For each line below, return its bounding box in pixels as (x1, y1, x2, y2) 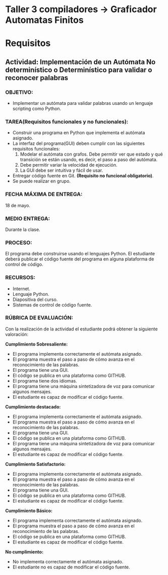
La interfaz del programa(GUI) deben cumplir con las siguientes (12, 140, 145, 146)
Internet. (12, 285, 30, 292)
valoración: (5, 331, 29, 337)
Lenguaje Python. (12, 291, 49, 297)
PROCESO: (5, 239, 32, 246)
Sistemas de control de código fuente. (12, 301, 92, 308)
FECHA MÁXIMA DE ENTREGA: (5, 191, 83, 198)
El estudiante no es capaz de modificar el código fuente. (12, 564, 130, 570)
